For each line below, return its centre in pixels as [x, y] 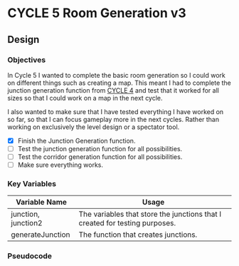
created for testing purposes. [127, 223]
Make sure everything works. [60, 165]
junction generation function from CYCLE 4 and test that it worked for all [113, 90]
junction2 [27, 223]
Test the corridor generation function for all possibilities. [100, 157]
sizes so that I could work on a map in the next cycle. [85, 98]
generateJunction [41, 235]
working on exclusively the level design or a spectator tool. [94, 127]
